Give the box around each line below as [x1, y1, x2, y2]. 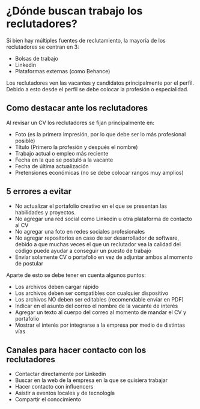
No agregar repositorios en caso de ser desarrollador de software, [14, 234, 180, 241]
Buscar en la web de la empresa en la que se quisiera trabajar [14, 377, 168, 384]
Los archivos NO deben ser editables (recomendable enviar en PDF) [14, 295, 184, 303]
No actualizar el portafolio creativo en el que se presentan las [14, 202, 167, 210]
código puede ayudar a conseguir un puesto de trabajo [14, 247, 152, 254]
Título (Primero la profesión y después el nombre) [14, 143, 138, 151]
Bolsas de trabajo [14, 55, 59, 62]
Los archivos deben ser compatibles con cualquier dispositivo [14, 289, 169, 297]
